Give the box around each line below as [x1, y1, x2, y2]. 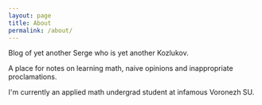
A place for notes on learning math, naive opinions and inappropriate [8, 64, 233, 73]
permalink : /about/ [8, 26, 73, 34]
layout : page [8, 11, 52, 20]
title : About [8, 19, 52, 27]
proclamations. [8, 72, 57, 82]
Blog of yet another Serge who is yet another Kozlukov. [8, 49, 189, 58]
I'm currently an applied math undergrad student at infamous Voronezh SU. [8, 87, 255, 97]
